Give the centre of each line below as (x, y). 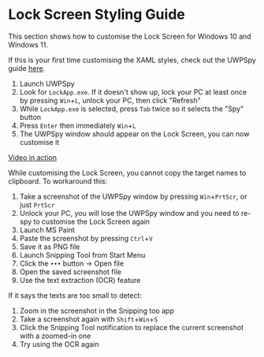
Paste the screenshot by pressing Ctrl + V (86, 238)
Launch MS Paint (47, 229)
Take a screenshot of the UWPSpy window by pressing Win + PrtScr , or (133, 196)
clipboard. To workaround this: (58, 181)
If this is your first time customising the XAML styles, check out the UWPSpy (132, 60)
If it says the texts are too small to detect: (75, 295)
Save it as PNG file (50, 247)
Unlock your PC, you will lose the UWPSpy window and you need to (129, 213)
